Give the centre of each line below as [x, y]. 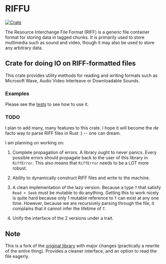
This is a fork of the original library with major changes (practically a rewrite [83, 246]
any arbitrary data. [24, 48]
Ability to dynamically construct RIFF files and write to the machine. [81, 178]
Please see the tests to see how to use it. [47, 104]
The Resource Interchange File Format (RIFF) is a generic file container [77, 32]
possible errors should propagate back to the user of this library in [80, 158]
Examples [17, 93]
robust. [20, 168]
